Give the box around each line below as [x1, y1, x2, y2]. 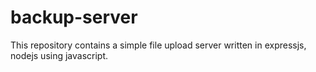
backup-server [10, 6, 138, 29]
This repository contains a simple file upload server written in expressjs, [10, 39, 307, 51]
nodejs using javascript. [10, 49, 109, 61]
